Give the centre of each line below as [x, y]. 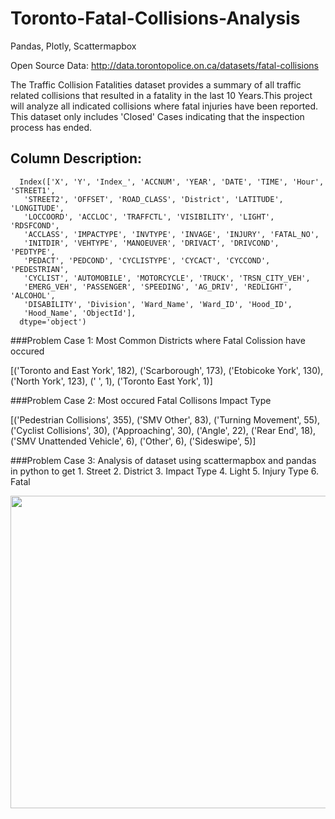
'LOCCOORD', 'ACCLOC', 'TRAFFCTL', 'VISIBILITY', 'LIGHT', [149, 217]
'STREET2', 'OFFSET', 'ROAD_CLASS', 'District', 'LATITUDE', [153, 199]
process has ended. [51, 127]
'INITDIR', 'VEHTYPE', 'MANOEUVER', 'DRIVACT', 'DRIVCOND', [151, 243]
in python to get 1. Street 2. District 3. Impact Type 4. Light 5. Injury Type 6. [165, 471]
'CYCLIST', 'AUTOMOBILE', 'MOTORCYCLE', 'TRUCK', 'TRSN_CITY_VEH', [167, 278]
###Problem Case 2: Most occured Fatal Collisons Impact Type [141, 400]
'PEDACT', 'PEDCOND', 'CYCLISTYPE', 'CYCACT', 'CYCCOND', [147, 260]
